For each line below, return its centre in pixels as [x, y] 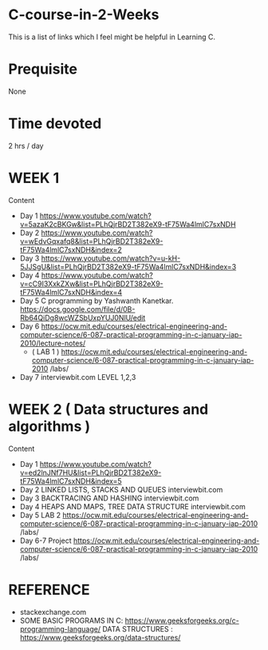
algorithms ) [49, 426]
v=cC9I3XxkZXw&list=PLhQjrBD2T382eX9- [91, 283]
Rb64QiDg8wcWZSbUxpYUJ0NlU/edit [83, 317]
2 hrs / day [26, 146]
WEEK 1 [34, 178]
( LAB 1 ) [45, 351]
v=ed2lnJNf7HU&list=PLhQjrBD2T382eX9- [91, 473]
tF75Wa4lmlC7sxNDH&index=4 [71, 292]
